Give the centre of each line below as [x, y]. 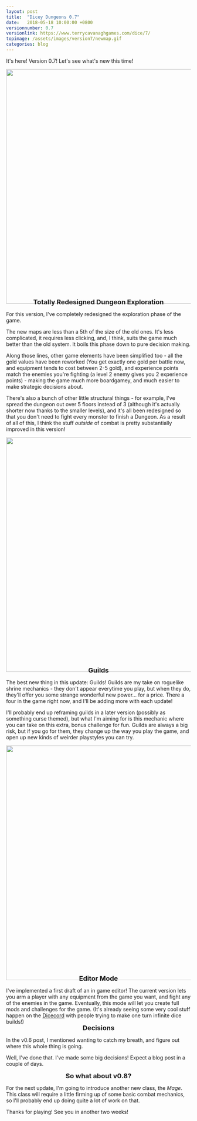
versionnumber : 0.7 [30, 28]
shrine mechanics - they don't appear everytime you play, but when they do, [98, 688]
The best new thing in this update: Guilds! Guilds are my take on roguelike [95, 682]
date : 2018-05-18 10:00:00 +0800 [50, 22]
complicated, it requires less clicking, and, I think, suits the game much [91, 338]
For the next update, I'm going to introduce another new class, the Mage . [94, 1088]
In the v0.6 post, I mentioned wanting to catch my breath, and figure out [93, 1040]
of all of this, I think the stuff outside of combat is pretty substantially [89, 423]
